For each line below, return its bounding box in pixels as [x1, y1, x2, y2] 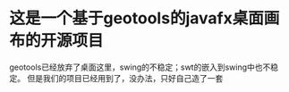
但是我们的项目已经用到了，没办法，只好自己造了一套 [26, 72, 224, 83]
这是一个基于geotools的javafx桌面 [9, 8, 264, 29]
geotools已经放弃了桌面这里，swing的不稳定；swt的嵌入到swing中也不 [9, 62, 271, 72]
